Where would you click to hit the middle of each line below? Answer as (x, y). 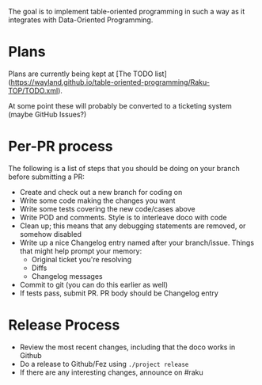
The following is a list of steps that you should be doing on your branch (124, 168)
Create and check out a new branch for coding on (101, 192)
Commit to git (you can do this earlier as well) (94, 284)
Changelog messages (67, 276)
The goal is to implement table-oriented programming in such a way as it (127, 11)
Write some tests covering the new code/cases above (107, 208)
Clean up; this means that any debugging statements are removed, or (133, 226)
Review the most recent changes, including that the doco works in (127, 347)
